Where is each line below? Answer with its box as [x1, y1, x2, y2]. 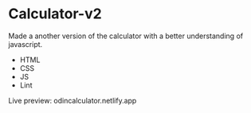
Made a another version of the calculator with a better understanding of [8, 31, 244, 41]
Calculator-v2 [8, 5, 102, 23]
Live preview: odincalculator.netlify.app [8, 95, 137, 105]
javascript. [8, 39, 43, 49]
